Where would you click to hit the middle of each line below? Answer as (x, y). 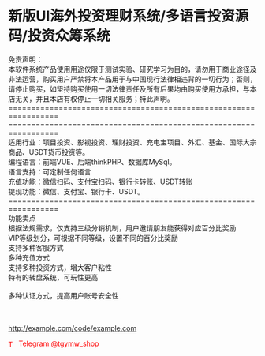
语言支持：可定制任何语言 (50, 171)
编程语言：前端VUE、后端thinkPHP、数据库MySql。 (92, 162)
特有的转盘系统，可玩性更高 (53, 277)
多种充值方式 (29, 257)
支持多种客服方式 (36, 247)
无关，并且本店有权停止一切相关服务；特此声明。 (94, 99)
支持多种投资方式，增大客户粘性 (60, 267)
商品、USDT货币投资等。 (49, 152)
